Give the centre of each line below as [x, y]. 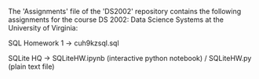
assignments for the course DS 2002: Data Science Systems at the [116, 20]
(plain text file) [31, 66]
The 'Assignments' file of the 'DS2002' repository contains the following [125, 11]
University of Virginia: [43, 28]
